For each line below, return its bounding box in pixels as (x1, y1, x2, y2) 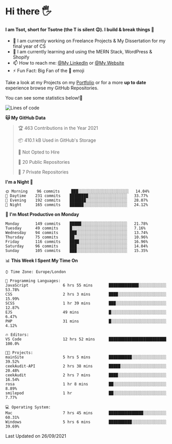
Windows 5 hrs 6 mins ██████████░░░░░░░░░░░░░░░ (5, 419, 167, 425)
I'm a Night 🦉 (5, 179, 33, 185)
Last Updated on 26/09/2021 (5, 433, 67, 439)
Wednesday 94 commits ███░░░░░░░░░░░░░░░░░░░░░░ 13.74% (5, 230, 148, 236)
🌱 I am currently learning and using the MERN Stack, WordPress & (12, 49, 152, 55)
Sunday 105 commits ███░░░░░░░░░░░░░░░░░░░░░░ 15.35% (5, 248, 148, 254)
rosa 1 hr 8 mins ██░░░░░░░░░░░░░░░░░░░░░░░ (5, 382, 167, 387)
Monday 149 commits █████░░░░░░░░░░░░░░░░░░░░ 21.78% (5, 221, 148, 226)
